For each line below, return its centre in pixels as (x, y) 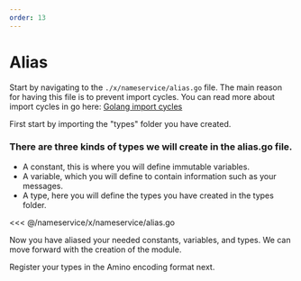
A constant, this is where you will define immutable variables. (136, 167)
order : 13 (28, 18)
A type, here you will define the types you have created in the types (148, 195)
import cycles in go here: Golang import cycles (96, 106)
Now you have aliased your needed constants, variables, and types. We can (150, 240)
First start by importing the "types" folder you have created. (120, 123)
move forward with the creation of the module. (96, 249)
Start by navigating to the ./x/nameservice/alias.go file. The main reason (146, 87)
